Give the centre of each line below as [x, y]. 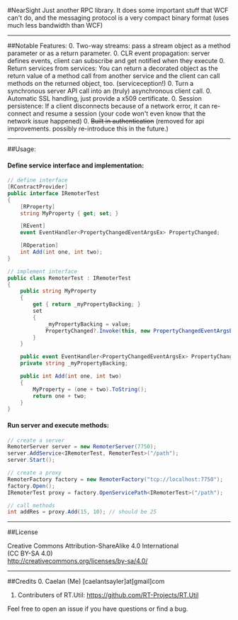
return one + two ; [60, 396]
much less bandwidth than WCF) [55, 25]
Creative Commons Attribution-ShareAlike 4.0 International [93, 546]
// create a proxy [34, 473]
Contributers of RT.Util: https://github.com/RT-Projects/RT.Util [108, 595]
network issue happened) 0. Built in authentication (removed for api [106, 121]
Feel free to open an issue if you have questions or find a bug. [98, 609]
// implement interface [42, 271]
